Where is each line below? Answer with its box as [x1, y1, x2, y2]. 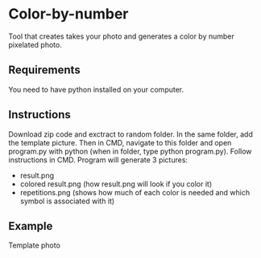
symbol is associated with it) [19, 196, 115, 206]
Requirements [8, 63, 81, 77]
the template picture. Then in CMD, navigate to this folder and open [8, 137, 232, 147]
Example [8, 219, 53, 233]
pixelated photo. [8, 39, 62, 49]
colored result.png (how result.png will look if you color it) [19, 178, 213, 189]
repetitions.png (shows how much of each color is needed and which [19, 187, 251, 197]
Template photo [8, 240, 60, 250]
